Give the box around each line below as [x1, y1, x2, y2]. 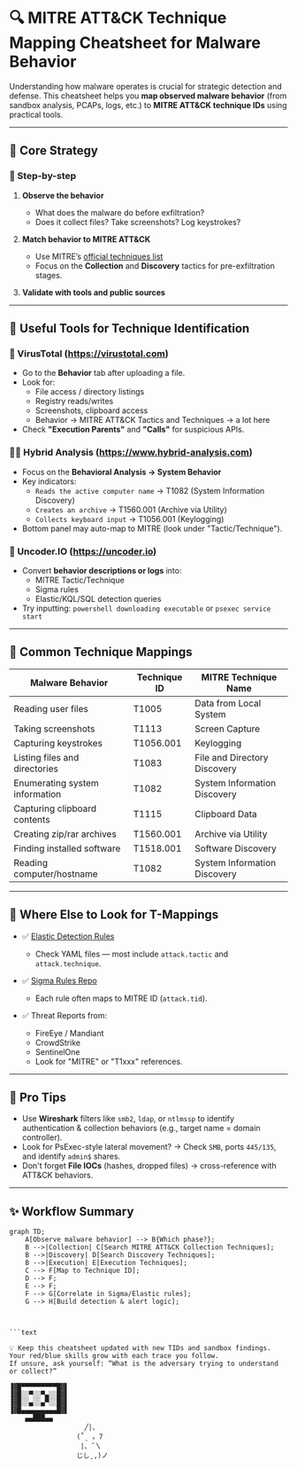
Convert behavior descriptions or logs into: [21, 565, 182, 575]
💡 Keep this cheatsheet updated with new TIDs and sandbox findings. [9, 1344, 271, 1353]
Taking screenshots [13, 722, 95, 735]
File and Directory [194, 751, 269, 763]
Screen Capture [194, 722, 261, 735]
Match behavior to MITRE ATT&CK [21, 233, 151, 245]
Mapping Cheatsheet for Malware [9, 33, 261, 53]
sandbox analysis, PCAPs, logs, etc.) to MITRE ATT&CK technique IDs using [9, 99, 287, 110]
